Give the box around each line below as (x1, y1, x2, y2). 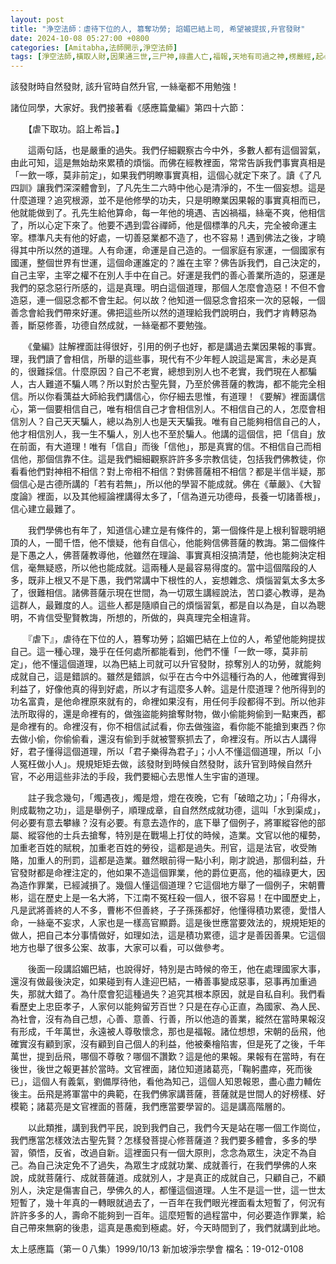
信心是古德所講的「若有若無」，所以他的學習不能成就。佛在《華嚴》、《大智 (18, 478, 322, 490)
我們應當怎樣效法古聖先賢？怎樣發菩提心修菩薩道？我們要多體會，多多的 (10, 1134, 308, 1146)
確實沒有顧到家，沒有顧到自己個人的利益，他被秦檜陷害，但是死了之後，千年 (10, 1038, 326, 1050)
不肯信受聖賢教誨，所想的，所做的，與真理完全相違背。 (27, 612, 256, 624)
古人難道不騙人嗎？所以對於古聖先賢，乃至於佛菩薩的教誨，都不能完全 (27, 378, 317, 390)
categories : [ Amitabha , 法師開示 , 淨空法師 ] (10, 42, 178, 53)
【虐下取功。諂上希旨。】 (27, 123, 125, 135)
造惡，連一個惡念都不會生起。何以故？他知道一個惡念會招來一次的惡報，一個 (10, 294, 326, 306)
